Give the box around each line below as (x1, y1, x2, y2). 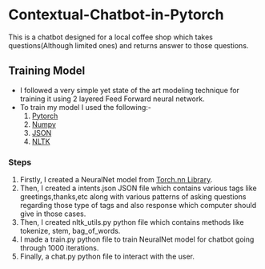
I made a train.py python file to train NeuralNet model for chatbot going (19, 234, 255, 244)
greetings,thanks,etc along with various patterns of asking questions (19, 192, 247, 202)
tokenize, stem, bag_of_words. (19, 226, 121, 236)
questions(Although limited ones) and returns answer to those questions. (8, 40, 249, 50)
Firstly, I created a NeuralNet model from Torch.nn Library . (19, 175, 213, 185)
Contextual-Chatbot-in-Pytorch (8, 6, 224, 24)
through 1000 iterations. (19, 243, 99, 253)
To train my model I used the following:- (19, 102, 152, 112)
